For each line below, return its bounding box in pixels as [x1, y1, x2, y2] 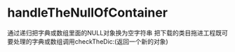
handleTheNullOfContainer [7, 5, 168, 21]
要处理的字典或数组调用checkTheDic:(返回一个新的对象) [7, 37, 168, 46]
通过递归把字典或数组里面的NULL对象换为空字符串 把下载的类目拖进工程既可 [7, 28, 228, 37]
